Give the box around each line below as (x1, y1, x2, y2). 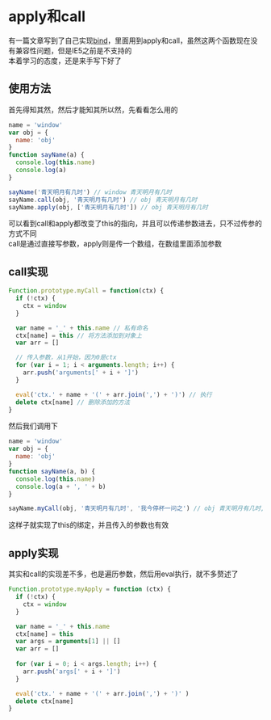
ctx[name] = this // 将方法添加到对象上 (15, 331, 143, 339)
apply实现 (8, 546, 59, 560)
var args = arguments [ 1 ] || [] (15, 638, 121, 646)
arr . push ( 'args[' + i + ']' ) (23, 667, 121, 676)
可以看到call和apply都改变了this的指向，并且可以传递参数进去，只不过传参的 (8, 219, 262, 229)
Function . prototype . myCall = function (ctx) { (8, 287, 164, 295)
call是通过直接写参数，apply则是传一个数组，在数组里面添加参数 (8, 239, 223, 249)
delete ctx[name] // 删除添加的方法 (15, 398, 131, 406)
